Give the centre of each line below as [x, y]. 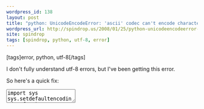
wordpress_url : [25, 29]
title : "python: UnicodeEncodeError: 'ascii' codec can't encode [90, 23]
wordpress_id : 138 [29, 12]
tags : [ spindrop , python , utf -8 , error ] [58, 40]
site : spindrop [25, 35]
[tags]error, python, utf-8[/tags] [46, 57]
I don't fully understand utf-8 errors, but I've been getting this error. [91, 69]
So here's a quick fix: [33, 81]
